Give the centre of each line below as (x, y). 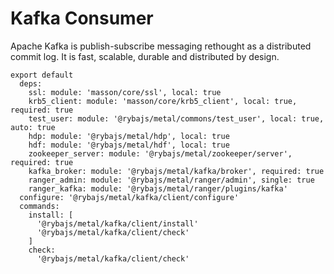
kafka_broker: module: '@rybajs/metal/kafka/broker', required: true (176, 171)
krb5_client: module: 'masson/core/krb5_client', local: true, (163, 101)
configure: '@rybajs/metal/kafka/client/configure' (129, 197)
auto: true (33, 127)
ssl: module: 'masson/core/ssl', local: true (125, 92)
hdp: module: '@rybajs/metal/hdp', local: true (129, 136)
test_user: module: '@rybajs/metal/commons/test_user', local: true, (176, 118)
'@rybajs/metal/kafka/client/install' (117, 223)
